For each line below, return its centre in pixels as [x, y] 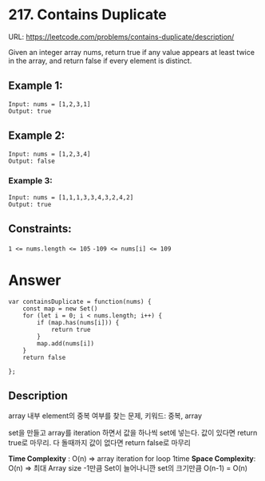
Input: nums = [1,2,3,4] [49, 154]
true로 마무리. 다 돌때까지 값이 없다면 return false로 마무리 [100, 443]
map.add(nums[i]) [65, 343]
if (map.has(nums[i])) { [78, 322]
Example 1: [36, 86]
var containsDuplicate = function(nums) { [80, 302]
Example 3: [31, 181]
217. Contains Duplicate [88, 15]
